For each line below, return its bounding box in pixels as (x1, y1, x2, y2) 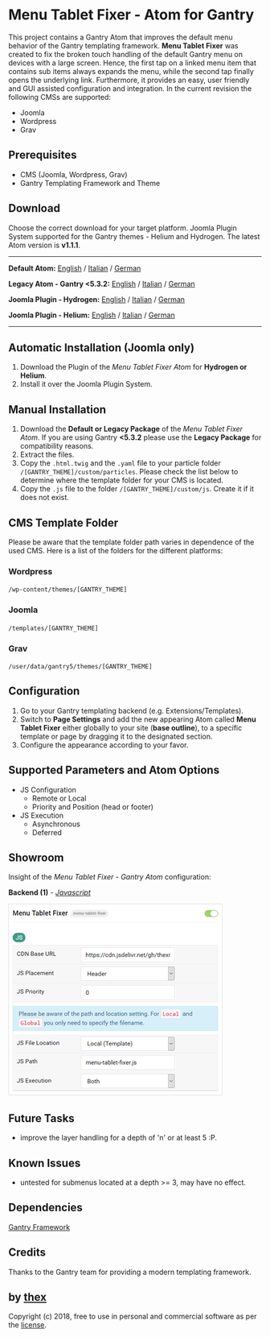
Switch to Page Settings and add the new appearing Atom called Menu (19, 714, 256, 724)
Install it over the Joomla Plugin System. (19, 379, 153, 389)
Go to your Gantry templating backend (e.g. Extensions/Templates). (19, 706, 243, 715)
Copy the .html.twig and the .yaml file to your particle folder (19, 458, 221, 468)
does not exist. (19, 493, 70, 503)
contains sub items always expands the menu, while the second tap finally (8, 66, 255, 76)
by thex (8, 1290, 47, 1304)
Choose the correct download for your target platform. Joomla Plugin (8, 223, 237, 233)
